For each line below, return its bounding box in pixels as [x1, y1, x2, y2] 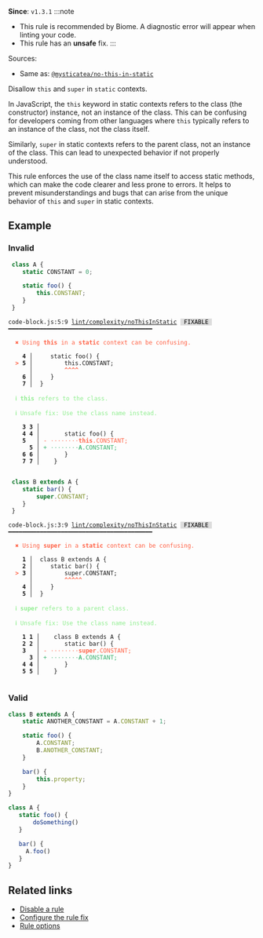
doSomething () [32, 819, 79, 827]
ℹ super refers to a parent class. [15, 604, 130, 613]
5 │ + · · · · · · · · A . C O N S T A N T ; [28, 443, 118, 451]
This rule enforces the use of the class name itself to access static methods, [8, 172, 255, 181]
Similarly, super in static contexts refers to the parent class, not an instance [8, 140, 251, 148]
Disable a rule [19, 904, 64, 914]
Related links [8, 883, 73, 897]
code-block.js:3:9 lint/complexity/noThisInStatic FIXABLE [8, 521, 210, 529]
